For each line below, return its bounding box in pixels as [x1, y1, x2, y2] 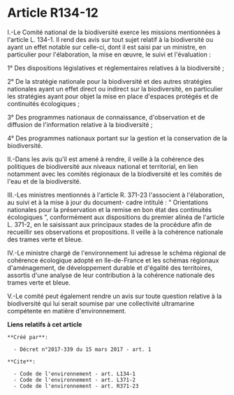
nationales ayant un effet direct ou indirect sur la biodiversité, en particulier [7, 84, 224, 93]
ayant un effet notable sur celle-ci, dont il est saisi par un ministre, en [7, 43, 206, 51]
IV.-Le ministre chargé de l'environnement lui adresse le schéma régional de [7, 248, 226, 257]
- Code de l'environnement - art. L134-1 [13, 370, 136, 378]
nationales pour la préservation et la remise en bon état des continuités [7, 205, 212, 214]
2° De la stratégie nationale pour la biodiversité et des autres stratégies [7, 77, 212, 85]
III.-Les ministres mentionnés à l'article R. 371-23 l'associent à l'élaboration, [7, 191, 225, 199]
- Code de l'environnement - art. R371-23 [13, 382, 139, 389]
